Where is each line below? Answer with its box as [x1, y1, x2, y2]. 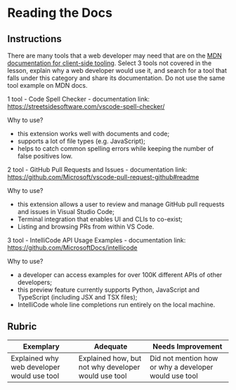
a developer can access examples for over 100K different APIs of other [17, 271, 223, 278]
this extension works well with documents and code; [17, 130, 170, 137]
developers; [17, 278, 53, 286]
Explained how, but [78, 353, 142, 363]
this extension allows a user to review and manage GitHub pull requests [17, 200, 225, 208]
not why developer [78, 362, 140, 372]
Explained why [11, 353, 60, 363]
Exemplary [22, 342, 60, 351]
